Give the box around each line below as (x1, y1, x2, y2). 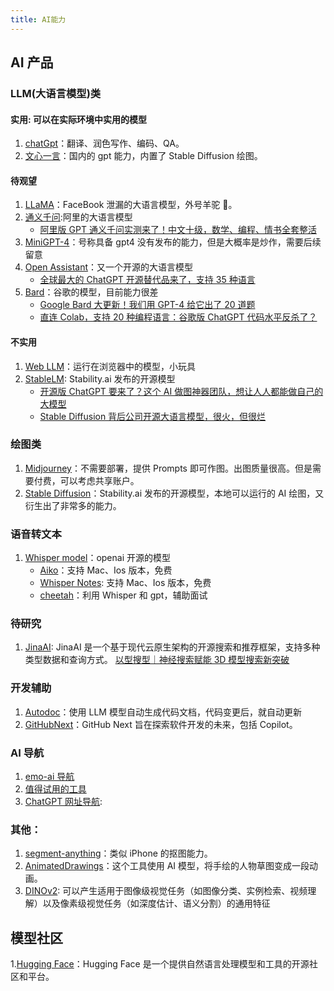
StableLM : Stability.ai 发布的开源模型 (24, 372, 176, 385)
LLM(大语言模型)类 (10, 86, 102, 100)
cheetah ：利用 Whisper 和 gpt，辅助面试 (39, 589, 208, 601)
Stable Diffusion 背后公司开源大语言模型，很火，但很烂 (39, 410, 267, 422)
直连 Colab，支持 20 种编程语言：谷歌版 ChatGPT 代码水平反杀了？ (39, 311, 318, 323)
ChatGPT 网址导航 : (24, 796, 103, 808)
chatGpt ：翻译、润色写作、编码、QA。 (24, 137, 185, 150)
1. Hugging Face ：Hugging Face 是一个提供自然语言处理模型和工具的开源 (10, 958, 310, 970)
